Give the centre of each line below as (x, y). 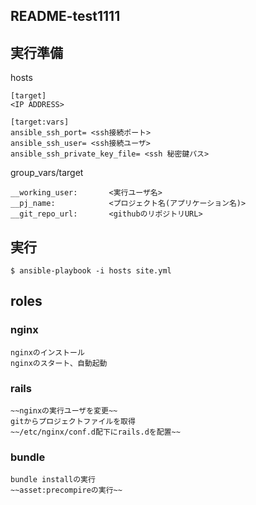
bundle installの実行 (53, 480)
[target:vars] (40, 122)
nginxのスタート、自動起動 (59, 363)
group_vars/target (47, 173)
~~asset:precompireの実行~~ (66, 490)
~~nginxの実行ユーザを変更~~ (64, 411)
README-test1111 (65, 16)
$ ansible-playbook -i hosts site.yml (91, 271)
